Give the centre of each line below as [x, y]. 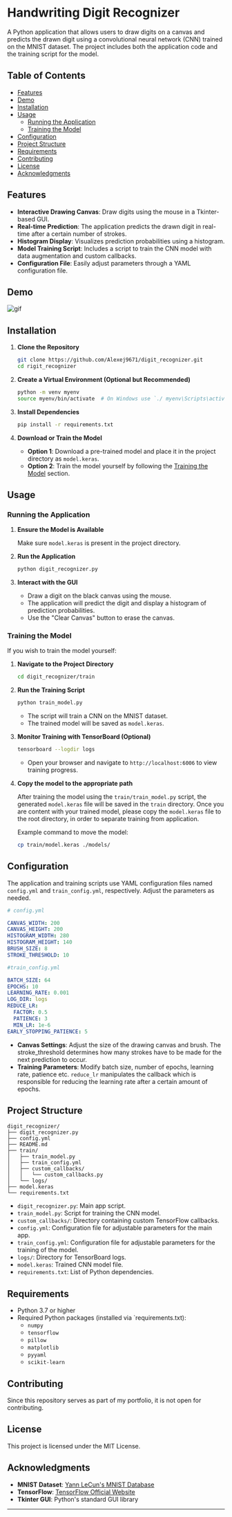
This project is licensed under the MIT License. [74, 1446]
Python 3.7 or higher [46, 1311]
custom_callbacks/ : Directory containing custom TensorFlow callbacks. [118, 1221]
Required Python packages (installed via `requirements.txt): [101, 1318]
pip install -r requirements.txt [65, 424]
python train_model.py [50, 703]
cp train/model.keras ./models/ [64, 845]
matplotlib [43, 1348]
